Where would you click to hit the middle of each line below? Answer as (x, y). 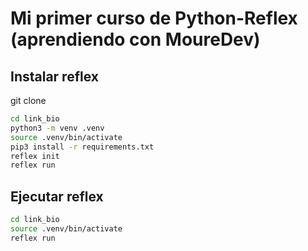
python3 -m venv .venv (57, 128)
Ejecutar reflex (57, 196)
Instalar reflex (54, 76)
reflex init (35, 156)
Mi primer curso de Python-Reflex (154, 18)
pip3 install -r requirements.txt (82, 147)
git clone (28, 100)
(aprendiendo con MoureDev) (135, 39)
